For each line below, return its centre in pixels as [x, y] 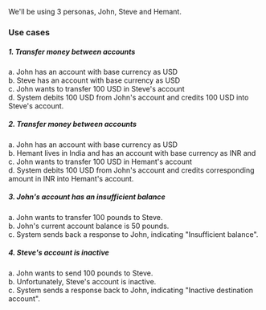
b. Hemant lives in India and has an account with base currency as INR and [132, 153]
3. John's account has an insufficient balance [87, 197]
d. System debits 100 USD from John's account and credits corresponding [131, 170]
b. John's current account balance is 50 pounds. [89, 226]
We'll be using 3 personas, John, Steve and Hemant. [95, 12]
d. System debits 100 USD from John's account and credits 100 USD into [129, 97]
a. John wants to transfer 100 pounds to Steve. [86, 217]
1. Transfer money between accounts [72, 51]
